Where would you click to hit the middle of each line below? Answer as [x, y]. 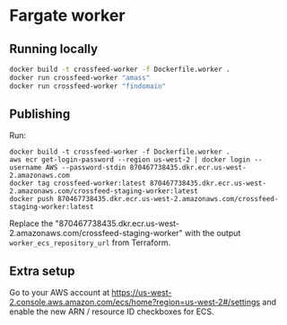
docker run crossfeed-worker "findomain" [88, 86]
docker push [31, 199]
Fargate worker [67, 16]
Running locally [54, 49]
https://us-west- [142, 293]
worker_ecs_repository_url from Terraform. [90, 242]
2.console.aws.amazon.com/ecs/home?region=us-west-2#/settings [135, 303]
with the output [213, 233]
